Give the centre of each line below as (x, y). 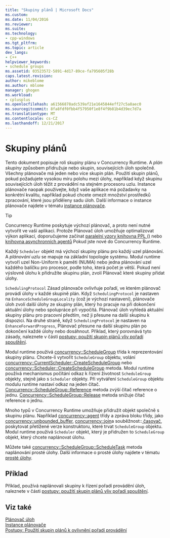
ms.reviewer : (19, 24)
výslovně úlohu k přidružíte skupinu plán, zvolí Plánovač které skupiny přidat (85, 273)
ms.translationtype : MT (30, 114)
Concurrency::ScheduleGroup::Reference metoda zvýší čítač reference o (81, 389)
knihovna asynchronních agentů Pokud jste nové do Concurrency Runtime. (83, 241)
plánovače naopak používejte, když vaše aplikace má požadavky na (76, 189)
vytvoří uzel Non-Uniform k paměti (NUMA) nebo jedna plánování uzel (78, 262)
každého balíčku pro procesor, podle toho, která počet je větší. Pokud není (83, 267)
